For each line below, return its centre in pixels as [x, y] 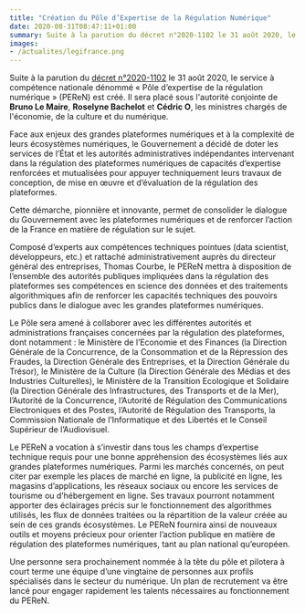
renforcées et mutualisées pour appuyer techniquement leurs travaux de [146, 173]
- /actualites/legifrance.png [67, 52]
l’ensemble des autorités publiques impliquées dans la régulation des [139, 276]
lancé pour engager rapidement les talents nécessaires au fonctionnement [149, 591]
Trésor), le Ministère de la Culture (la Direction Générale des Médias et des [150, 371]
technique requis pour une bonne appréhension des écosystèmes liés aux [148, 457]
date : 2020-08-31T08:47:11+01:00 [73, 26]
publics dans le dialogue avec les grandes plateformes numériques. [137, 306]
